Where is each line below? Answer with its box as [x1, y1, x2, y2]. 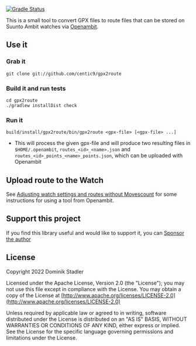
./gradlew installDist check [6, 102, 77, 108]
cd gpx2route [6, 97, 38, 103]
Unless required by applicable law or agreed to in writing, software [6, 309, 167, 316]
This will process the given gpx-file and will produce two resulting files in [14, 140, 191, 147]
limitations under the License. [6, 334, 77, 341]
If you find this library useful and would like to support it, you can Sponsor [6, 229, 184, 236]
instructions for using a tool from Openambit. [6, 197, 114, 204]
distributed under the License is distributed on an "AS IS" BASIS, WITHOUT [6, 316, 187, 323]
